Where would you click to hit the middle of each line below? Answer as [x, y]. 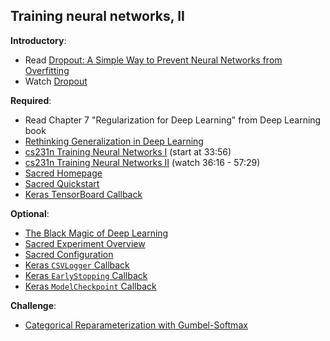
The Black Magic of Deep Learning [96, 233]
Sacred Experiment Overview [85, 243]
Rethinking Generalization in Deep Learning [114, 141]
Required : [31, 100]
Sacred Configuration [69, 254]
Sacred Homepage [63, 173]
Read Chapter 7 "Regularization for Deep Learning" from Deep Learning [173, 120]
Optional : [30, 213]
